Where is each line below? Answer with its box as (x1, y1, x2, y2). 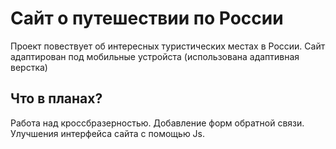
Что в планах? (10, 90, 103, 107)
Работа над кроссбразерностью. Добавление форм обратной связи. (10, 117, 305, 129)
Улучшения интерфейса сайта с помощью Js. (10, 127, 206, 139)
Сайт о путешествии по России (10, 7, 284, 30)
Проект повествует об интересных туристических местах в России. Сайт (10, 40, 326, 52)
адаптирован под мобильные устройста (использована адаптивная (10, 50, 300, 62)
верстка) (10, 61, 48, 73)
